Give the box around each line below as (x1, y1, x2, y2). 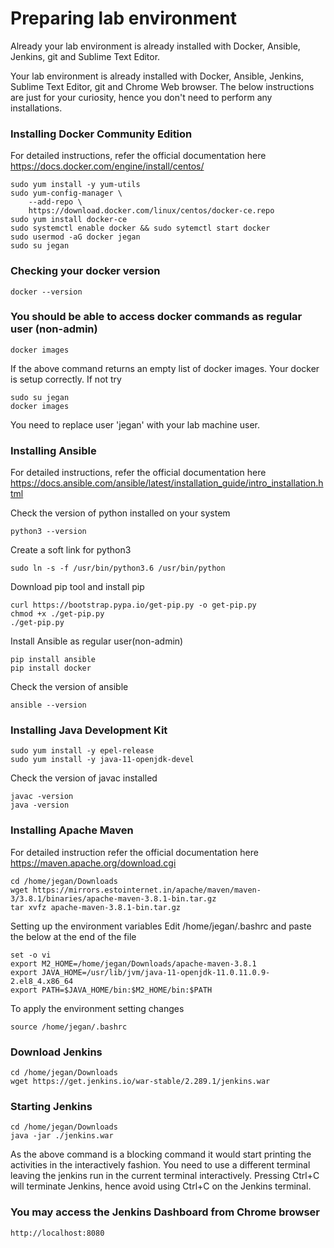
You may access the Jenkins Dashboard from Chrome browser (10, 1205, 321, 1219)
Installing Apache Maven (10, 823, 134, 837)
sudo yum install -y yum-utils (10, 180, 141, 190)
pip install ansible (10, 655, 97, 665)
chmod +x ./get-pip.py (10, 609, 105, 619)
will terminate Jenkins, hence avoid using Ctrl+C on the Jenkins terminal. (10, 1180, 312, 1192)
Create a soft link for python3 (10, 544, 132, 556)
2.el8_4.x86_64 (10, 976, 74, 986)
